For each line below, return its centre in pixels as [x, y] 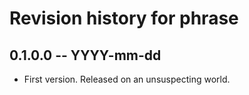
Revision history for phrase [124, 18]
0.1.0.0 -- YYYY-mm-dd [85, 55]
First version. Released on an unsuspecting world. [127, 79]
